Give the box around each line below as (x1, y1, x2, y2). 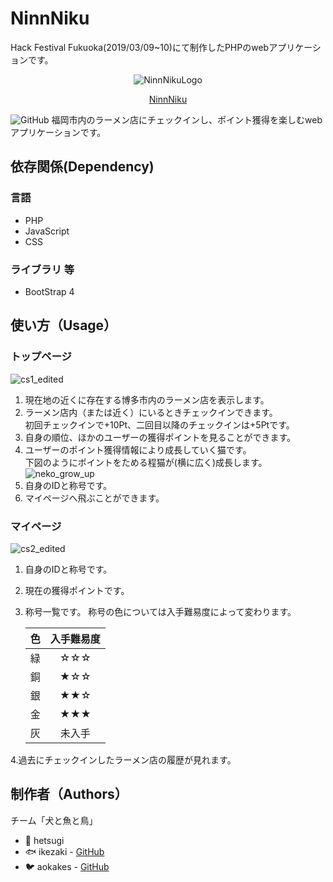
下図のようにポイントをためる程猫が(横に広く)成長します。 (24, 456, 268, 468)
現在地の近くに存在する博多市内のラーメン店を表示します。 (24, 393, 270, 406)
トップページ (10, 350, 72, 364)
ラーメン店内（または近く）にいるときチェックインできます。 (24, 406, 278, 418)
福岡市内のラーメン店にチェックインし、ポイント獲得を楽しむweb (51, 113, 323, 126)
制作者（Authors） (10, 786, 128, 803)
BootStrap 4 (24, 285, 75, 297)
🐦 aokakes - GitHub (24, 860, 110, 872)
